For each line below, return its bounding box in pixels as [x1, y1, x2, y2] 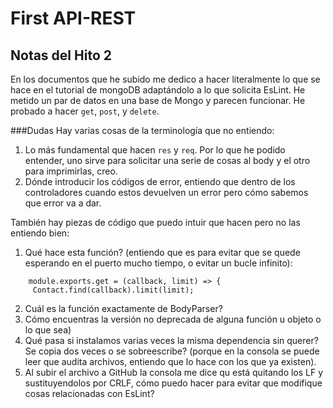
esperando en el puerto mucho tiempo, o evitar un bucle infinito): [24, 257, 293, 269]
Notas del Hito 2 [10, 47, 112, 64]
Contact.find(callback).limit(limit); [32, 285, 195, 295]
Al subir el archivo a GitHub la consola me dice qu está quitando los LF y [24, 367, 324, 378]
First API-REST [10, 7, 137, 30]
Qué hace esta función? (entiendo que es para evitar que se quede [24, 247, 301, 258]
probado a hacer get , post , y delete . [10, 105, 160, 117]
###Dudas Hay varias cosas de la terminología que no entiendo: [10, 125, 275, 136]
